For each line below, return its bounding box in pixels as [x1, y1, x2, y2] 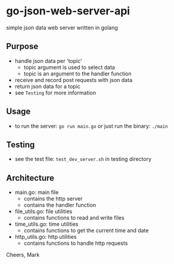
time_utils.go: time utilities [14, 220, 79, 228]
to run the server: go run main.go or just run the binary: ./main [14, 122, 168, 129]
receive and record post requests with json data [14, 76, 133, 83]
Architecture [6, 172, 55, 183]
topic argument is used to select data [23, 63, 115, 71]
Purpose [6, 41, 39, 51]
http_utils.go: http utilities [14, 233, 77, 241]
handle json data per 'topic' [14, 57, 82, 64]
